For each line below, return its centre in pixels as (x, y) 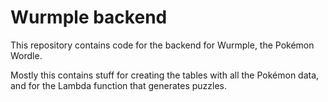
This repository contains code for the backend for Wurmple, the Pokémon (162, 45)
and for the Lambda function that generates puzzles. (119, 85)
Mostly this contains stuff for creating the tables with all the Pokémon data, (165, 75)
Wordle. (26, 55)
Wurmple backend (89, 17)
